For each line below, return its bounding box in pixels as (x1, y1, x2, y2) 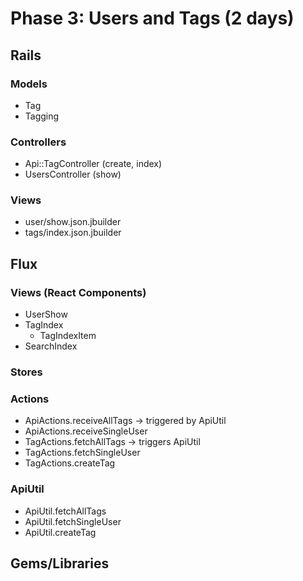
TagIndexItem (39, 330, 97, 342)
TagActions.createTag (24, 457, 116, 469)
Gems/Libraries (10, 555, 110, 572)
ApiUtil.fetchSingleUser (24, 515, 122, 527)
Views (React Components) (10, 285, 147, 299)
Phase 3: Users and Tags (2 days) (10, 7, 295, 30)
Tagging (24, 110, 60, 122)
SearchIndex (24, 340, 78, 352)
